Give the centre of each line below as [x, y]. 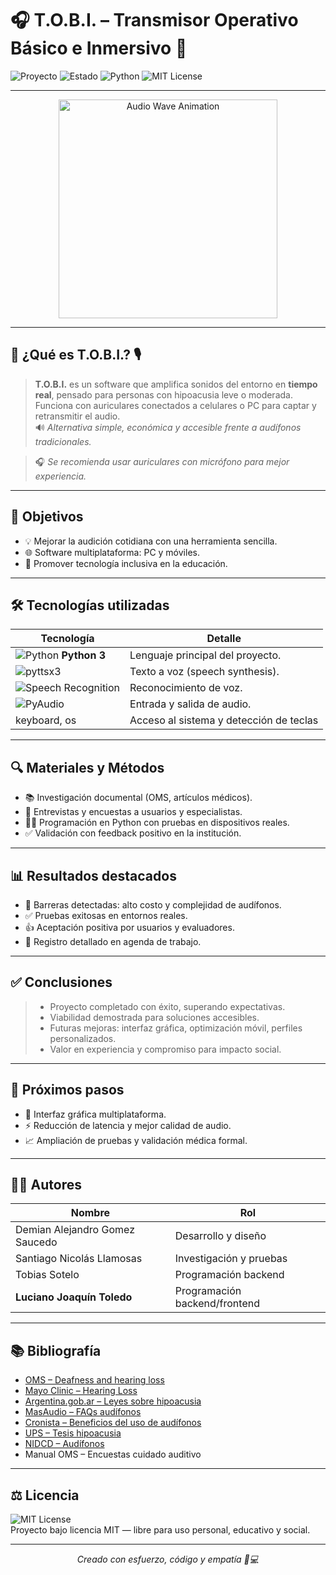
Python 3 [84, 655]
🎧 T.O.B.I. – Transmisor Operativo [154, 20]
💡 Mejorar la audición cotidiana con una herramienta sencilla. [151, 541]
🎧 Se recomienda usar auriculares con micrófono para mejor [162, 461]
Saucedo [36, 1242]
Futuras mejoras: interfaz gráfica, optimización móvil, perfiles [176, 1028]
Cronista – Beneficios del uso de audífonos [113, 1423]
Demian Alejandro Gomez [75, 1230]
